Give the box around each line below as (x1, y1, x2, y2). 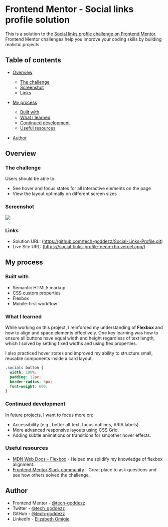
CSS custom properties (12, 290, 61, 296)
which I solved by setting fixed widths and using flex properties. (5, 340, 137, 346)
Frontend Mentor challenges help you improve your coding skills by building (5, 36, 162, 42)
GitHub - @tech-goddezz (12, 510, 65, 516)
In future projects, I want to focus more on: (5, 412, 94, 418)
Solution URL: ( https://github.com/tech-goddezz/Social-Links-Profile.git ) (12, 238, 163, 244)
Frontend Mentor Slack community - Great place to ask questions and (12, 466, 157, 472)
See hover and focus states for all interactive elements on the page (12, 186, 151, 192)
